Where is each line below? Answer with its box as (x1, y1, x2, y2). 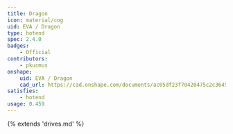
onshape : (7, 68, 33, 75)
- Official (19, 49, 51, 56)
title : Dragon (7, 10, 49, 17)
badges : (7, 42, 30, 49)
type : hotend (7, 29, 45, 37)
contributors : (7, 56, 49, 62)
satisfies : (7, 87, 39, 94)
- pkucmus (19, 62, 49, 69)
